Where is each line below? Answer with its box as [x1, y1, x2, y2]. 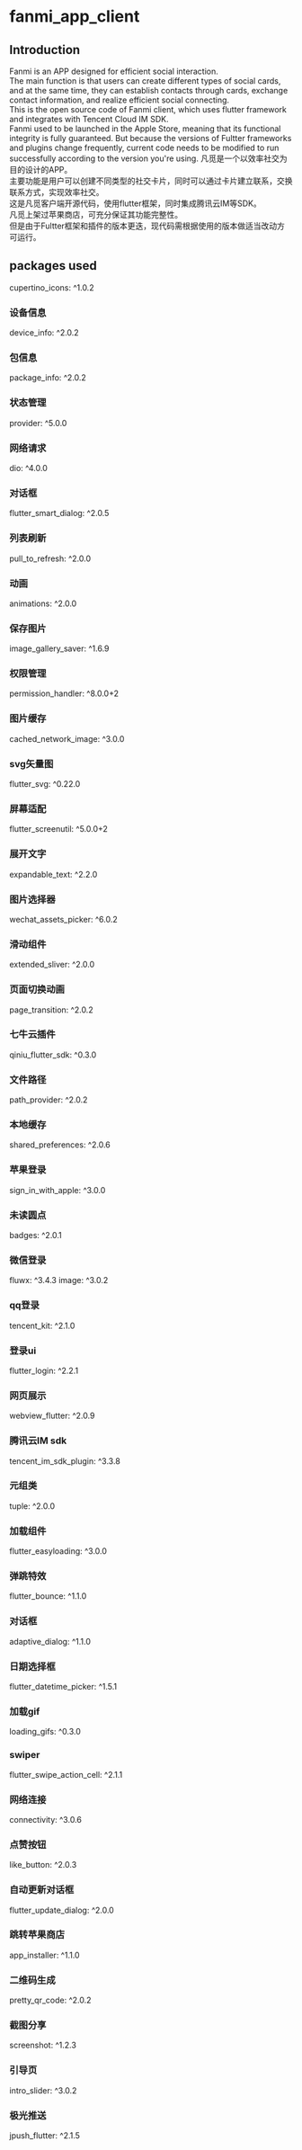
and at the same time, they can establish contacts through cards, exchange [9, 85, 289, 95]
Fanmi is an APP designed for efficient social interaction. [9, 66, 218, 76]
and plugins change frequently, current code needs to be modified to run [9, 142, 280, 153]
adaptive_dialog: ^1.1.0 [9, 1636, 92, 1646]
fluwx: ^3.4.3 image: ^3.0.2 [9, 1275, 109, 1286]
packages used [9, 258, 97, 273]
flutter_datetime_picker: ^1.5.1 [9, 1682, 118, 1692]
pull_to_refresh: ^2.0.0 [9, 553, 92, 564]
